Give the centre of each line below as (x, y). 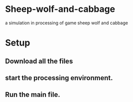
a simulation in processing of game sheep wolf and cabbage (67, 23)
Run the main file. (33, 95)
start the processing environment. (59, 78)
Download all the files (39, 61)
